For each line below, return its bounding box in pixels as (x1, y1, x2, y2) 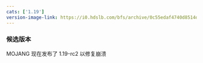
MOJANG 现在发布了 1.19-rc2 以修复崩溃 (6, 50, 107, 57)
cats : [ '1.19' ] (6, 8, 45, 15)
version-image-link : (6, 14, 59, 20)
